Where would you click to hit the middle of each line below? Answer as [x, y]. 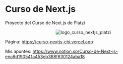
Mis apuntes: [18, 51]
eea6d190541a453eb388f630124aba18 [45, 56]
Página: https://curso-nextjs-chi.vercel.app [49, 42]
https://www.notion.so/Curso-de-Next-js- [75, 51]
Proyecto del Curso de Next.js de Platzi [45, 23]
